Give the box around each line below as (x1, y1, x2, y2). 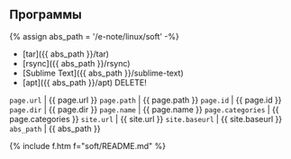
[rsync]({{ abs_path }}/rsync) (22, 57, 131, 68)
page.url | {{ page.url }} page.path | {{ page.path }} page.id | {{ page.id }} (9, 94, 282, 105)
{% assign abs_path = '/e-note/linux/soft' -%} (9, 31, 180, 41)
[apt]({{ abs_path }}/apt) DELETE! (22, 76, 147, 88)
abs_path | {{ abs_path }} (9, 123, 101, 134)
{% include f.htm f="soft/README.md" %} (9, 140, 167, 151)
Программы (9, 7, 83, 22)
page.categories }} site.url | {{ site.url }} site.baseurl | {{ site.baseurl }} (9, 113, 283, 124)
